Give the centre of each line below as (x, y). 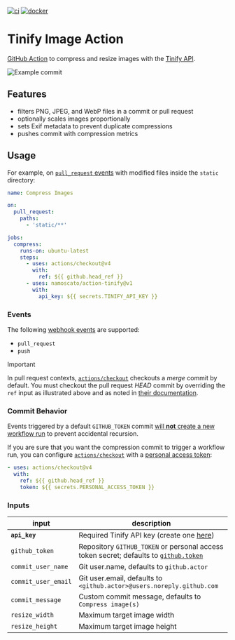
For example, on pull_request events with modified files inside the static (113, 173)
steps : (29, 257)
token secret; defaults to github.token (141, 556)
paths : (29, 219)
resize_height (34, 627)
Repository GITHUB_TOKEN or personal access (151, 547)
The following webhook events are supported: (73, 329)
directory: (21, 180)
